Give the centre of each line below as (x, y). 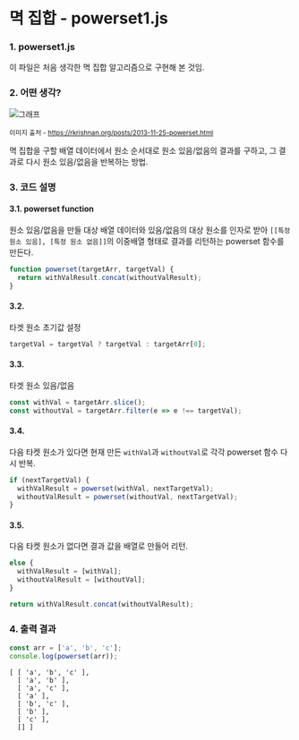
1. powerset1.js (43, 47)
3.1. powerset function (51, 209)
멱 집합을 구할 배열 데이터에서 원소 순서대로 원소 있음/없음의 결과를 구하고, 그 (143, 150)
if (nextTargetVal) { (50, 480)
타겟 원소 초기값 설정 (45, 327)
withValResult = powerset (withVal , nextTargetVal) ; (116, 489)
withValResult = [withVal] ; (70, 572)
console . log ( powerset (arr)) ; (64, 657)
